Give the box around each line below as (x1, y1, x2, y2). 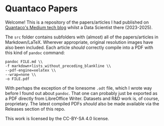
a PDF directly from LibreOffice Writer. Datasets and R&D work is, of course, (5, 95, 160, 101)
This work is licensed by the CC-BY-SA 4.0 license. (5, 115, 109, 121)
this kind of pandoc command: (5, 50, 65, 56)
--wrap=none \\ (5, 72, 36, 77)
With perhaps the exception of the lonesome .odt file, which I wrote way (5, 85, 152, 91)
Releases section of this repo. (5, 106, 66, 112)
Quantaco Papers (5, 3, 78, 14)
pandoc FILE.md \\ (5, 59, 43, 64)
